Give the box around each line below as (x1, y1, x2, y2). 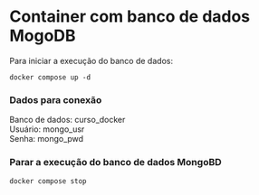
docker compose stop (9, 176, 88, 186)
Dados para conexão (9, 93, 102, 106)
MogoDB (9, 25, 76, 46)
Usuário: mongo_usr (9, 124, 85, 135)
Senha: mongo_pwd (9, 134, 84, 144)
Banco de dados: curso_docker (9, 115, 126, 125)
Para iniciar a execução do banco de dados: (9, 55, 174, 66)
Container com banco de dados (9, 6, 251, 27)
